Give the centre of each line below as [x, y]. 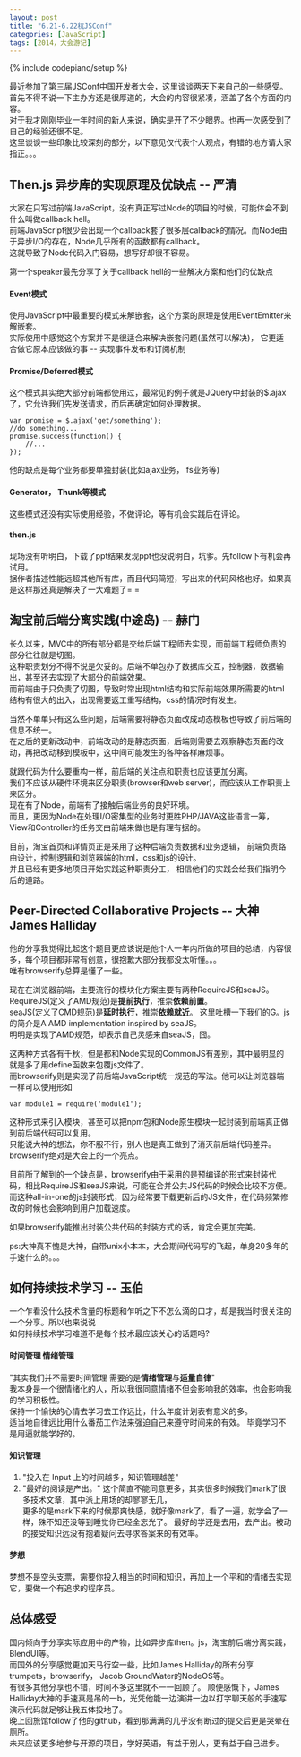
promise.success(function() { [66, 437]
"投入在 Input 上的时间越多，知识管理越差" [100, 1477]
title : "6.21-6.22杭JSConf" [61, 26]
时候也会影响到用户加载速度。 [80, 1208]
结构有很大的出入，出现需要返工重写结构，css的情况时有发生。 [125, 699]
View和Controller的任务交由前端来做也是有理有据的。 [107, 827]
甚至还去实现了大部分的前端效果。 [87, 677]
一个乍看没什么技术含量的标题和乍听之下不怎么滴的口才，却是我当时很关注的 [150, 1311]
